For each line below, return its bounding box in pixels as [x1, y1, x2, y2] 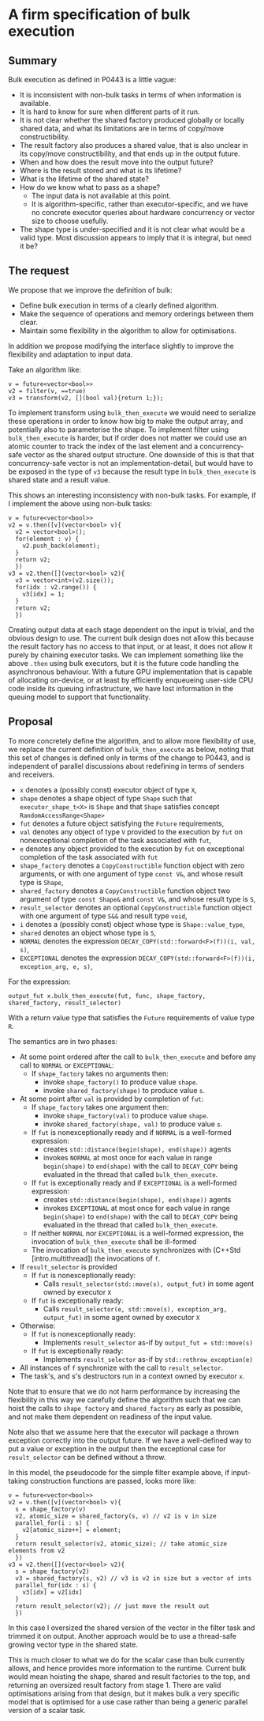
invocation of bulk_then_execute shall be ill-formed [31, 1236, 197, 1246]
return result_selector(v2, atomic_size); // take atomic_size [15, 1540, 227, 1548]
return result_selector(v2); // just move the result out [15, 1602, 210, 1610]
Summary [8, 54, 58, 67]
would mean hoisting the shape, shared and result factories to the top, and [8, 1671, 251, 1681]
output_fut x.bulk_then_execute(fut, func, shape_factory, [8, 992, 206, 1000]
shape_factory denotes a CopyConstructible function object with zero [19, 860, 245, 870]
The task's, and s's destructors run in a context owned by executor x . [19, 1371, 245, 1381]
